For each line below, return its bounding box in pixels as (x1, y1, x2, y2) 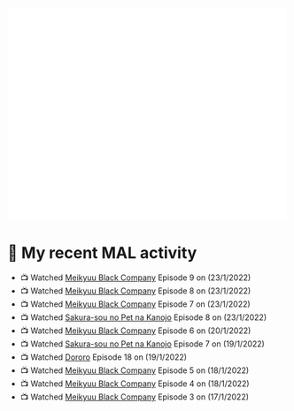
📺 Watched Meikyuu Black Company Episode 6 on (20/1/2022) (19, 325, 251, 336)
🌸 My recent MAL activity (7, 242, 197, 263)
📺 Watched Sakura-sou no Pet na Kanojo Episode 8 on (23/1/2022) (19, 312, 267, 323)
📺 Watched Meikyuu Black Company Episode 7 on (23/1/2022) (19, 299, 251, 309)
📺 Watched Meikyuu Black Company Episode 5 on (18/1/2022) (19, 365, 250, 376)
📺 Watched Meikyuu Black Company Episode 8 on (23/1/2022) (19, 285, 251, 296)
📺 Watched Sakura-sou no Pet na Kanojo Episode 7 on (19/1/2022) (19, 339, 266, 349)
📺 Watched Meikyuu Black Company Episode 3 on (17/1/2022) (19, 392, 249, 402)
